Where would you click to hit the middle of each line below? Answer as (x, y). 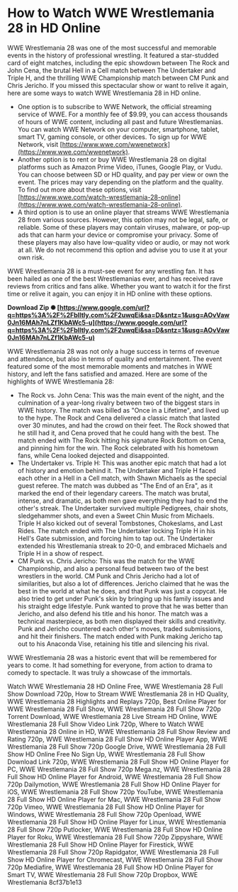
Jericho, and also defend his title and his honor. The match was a (113, 613)
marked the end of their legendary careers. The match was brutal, (114, 493)
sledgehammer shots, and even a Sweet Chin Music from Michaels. (116, 515)
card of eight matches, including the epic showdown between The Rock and (119, 62)
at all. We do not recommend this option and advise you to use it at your (123, 250)
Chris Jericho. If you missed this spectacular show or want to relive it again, (118, 85)
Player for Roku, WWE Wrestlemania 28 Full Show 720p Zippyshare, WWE (115, 837)
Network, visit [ (40, 144)
